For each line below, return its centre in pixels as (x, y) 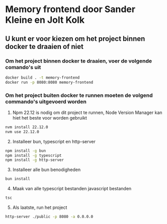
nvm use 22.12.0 (22, 132)
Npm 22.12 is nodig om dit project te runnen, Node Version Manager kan (87, 113)
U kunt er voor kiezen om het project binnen (75, 39)
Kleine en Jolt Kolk (45, 20)
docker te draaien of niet (45, 46)
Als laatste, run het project (40, 207)
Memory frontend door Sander (70, 9)
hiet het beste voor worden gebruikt (50, 118)
